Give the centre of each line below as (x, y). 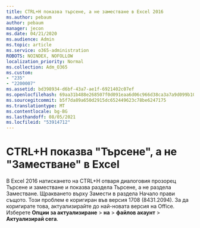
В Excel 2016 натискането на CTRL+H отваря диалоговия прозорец (91, 181)
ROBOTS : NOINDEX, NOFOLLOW (40, 56)
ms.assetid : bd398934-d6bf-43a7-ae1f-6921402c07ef (70, 89)
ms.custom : (20, 73)
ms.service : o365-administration (48, 51)
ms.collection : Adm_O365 (37, 67)
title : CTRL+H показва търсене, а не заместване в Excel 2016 (85, 12)
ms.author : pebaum (29, 17)
